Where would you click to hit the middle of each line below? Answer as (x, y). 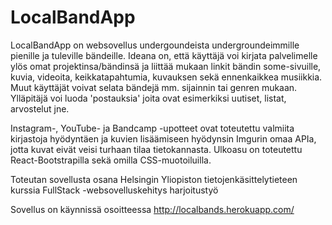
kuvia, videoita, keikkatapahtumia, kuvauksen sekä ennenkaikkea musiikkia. (166, 77)
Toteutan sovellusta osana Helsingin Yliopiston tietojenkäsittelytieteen (154, 179)
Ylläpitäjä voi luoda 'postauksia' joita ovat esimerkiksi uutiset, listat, (148, 98)
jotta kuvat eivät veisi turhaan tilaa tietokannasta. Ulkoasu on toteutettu (156, 149)
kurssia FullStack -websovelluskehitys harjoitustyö (114, 190)
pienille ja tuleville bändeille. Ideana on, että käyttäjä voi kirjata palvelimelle (164, 55)
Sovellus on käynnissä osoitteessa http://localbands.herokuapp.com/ (152, 209)
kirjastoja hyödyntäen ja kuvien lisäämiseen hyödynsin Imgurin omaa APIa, (163, 138)
